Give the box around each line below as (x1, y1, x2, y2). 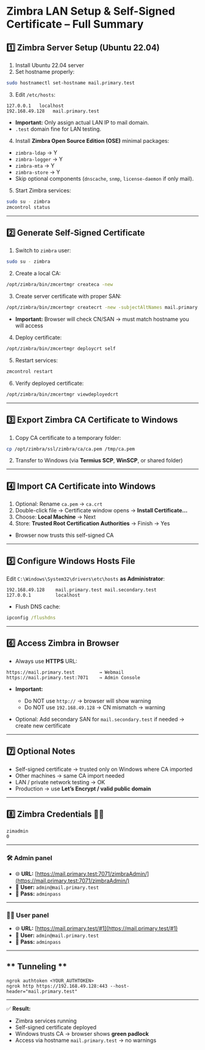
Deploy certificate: (15, 334, 62, 341)
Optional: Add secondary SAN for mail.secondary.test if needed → (15, 715, 185, 723)
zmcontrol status (6, 204, 51, 210)
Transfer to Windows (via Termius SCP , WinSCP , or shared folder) (15, 457, 183, 464)
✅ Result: (6, 1005, 31, 1012)
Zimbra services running (15, 1017, 77, 1024)
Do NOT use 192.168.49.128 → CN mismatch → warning (24, 704, 166, 711)
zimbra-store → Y (15, 168, 60, 175)
